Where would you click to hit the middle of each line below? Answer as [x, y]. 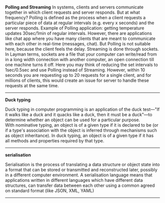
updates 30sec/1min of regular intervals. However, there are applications [79, 33]
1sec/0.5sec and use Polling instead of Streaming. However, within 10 [75, 70]
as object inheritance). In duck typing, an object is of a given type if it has [79, 135]
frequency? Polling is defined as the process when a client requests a [75, 17]
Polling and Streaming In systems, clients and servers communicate [74, 7]
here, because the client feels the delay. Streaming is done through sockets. [82, 49]
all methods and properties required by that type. [55, 141]
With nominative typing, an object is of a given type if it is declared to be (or [82, 125]
